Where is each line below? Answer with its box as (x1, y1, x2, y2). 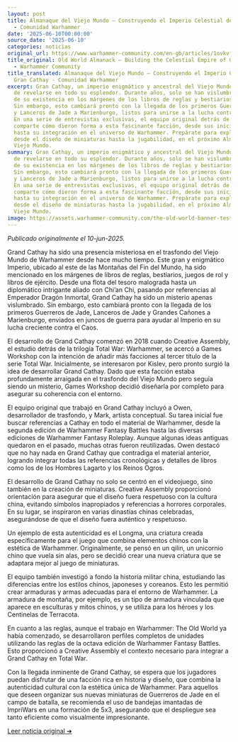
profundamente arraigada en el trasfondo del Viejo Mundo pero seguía (7, 374, 214, 383)
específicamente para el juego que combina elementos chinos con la (7, 536, 209, 544)
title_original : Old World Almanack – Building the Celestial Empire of (7, 57, 227, 64)
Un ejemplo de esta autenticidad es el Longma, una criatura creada (7, 529, 203, 537)
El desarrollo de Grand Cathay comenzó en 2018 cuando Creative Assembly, (7, 337, 230, 345)
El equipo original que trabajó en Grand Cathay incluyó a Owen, (7, 403, 193, 412)
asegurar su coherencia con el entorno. (7, 389, 123, 398)
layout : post (7, 10, 46, 18)
